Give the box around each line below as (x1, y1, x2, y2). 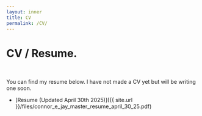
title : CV (6, 15, 32, 21)
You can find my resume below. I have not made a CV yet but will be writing (6, 78, 197, 86)
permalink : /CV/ (6, 20, 48, 26)
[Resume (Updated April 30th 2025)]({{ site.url (15, 97, 133, 104)
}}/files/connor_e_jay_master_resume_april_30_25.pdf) (15, 103, 152, 110)
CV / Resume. (6, 46, 78, 60)
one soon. (6, 84, 32, 92)
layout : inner (6, 9, 43, 15)
